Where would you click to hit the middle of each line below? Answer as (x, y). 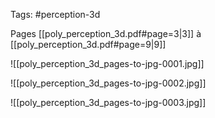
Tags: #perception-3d (55, 14)
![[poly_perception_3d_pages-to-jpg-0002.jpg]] (108, 83)
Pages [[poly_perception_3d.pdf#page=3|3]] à (106, 33)
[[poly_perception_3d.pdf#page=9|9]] (88, 44)
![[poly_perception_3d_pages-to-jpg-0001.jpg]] (107, 63)
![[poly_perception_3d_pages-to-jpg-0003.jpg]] (108, 102)
